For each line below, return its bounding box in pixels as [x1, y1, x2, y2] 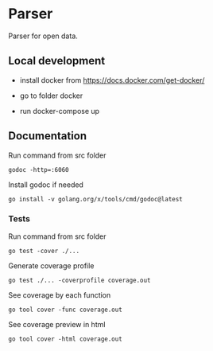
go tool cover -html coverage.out [8, 335, 123, 343]
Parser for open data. [8, 31, 78, 41]
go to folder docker [19, 91, 83, 100]
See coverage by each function [8, 290, 111, 299]
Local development [8, 54, 106, 68]
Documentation [8, 129, 87, 143]
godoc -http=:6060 [8, 166, 69, 174]
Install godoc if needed [8, 180, 83, 189]
